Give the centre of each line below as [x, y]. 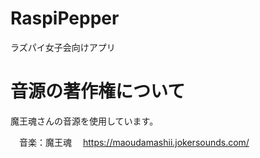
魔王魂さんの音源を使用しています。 [84, 121]
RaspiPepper [65, 18]
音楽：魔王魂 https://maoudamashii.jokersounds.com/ [134, 142]
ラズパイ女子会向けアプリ [63, 47]
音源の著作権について [98, 91]
